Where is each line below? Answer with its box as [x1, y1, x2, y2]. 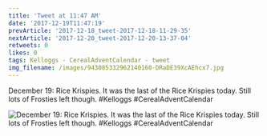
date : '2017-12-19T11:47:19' [8, 19, 106, 27]
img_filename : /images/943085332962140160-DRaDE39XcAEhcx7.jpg [8, 64, 225, 72]
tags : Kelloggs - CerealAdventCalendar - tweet [8, 57, 171, 65]
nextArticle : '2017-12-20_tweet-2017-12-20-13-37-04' [8, 34, 192, 42]
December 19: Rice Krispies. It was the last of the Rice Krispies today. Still [8, 86, 251, 95]
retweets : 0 [8, 42, 48, 50]
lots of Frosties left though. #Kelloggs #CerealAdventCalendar [8, 94, 214, 104]
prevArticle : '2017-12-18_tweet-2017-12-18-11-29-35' [8, 26, 192, 34]
